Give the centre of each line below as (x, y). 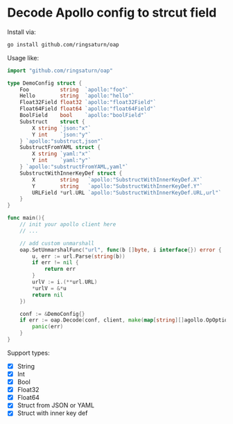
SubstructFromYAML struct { (60, 148)
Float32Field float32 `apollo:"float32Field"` (88, 103)
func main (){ (26, 218)
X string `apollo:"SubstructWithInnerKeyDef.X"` (118, 179)
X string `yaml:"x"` (62, 154)
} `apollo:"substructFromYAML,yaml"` (74, 167)
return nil (48, 295)
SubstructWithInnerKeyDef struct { (71, 173)
